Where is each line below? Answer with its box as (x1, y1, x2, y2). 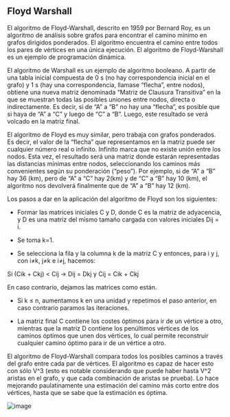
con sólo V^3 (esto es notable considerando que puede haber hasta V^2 (7, 366, 211, 374)
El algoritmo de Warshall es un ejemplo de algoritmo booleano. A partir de (7, 66, 216, 74)
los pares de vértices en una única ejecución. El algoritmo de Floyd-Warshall (7, 45, 224, 53)
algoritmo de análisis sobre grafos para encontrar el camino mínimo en (7, 31, 207, 39)
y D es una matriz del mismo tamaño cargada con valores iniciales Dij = (16, 215, 220, 224)
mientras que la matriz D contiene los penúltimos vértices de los (16, 324, 199, 332)
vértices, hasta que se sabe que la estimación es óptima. (7, 388, 168, 396)
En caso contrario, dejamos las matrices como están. (7, 283, 157, 291)
